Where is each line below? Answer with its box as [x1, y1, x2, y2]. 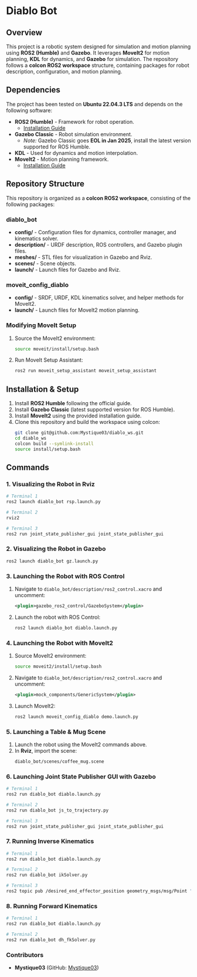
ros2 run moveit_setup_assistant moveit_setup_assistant [14, 368, 157, 374]
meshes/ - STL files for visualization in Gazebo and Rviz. [14, 254, 152, 261]
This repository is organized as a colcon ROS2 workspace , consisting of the [6, 194, 191, 201]
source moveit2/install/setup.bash [14, 663, 102, 670]
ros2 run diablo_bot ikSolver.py [6, 872, 88, 878]
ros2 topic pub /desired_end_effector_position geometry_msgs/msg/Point [6, 888, 188, 894]
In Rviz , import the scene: [14, 747, 77, 754]
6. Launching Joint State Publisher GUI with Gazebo [6, 772, 157, 780]
